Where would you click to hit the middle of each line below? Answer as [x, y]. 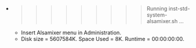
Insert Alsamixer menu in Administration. [71, 33]
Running [157, 9]
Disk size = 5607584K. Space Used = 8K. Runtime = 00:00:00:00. [103, 39]
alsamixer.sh [162, 21]
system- [157, 15]
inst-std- [179, 9]
